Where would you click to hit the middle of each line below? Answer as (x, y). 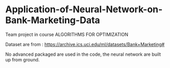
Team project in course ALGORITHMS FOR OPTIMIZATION (67, 34)
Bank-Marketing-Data (53, 20)
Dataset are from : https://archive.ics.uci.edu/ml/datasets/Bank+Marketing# (85, 44)
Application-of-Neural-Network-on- (84, 9)
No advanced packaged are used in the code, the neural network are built (83, 54)
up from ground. (23, 59)
